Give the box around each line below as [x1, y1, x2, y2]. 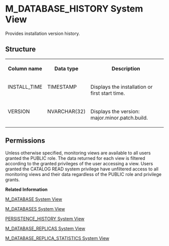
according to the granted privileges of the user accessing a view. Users [5, 160, 153, 166]
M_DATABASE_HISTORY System [5, 3, 143, 15]
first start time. [90, 89, 125, 96]
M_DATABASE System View [5, 196, 62, 202]
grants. [5, 176, 20, 182]
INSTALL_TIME [8, 83, 43, 90]
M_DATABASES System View [5, 206, 65, 212]
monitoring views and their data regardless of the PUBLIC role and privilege [5, 171, 162, 177]
